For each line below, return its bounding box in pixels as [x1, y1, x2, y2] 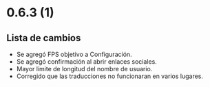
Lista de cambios [6, 32, 81, 44]
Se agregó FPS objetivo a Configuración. [16, 50, 132, 58]
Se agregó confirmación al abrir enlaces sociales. [16, 58, 158, 66]
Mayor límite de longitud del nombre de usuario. [16, 65, 153, 73]
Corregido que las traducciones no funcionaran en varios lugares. [16, 72, 204, 80]
